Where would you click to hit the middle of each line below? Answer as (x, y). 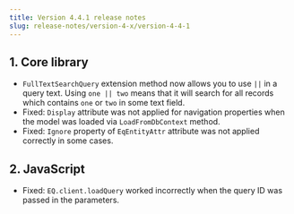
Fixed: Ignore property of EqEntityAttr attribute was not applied (141, 132)
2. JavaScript (47, 169)
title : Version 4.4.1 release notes (78, 17)
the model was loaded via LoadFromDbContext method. (121, 122)
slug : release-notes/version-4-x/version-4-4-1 (100, 26)
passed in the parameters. (70, 200)
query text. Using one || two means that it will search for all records (148, 93)
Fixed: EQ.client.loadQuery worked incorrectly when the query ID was (152, 191)
